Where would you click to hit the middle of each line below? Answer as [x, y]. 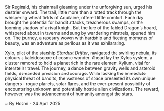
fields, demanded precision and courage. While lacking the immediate [75, 73]
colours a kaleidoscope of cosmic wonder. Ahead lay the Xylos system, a [79, 58]
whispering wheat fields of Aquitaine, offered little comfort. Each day [74, 17]
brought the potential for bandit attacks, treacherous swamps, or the [74, 22]
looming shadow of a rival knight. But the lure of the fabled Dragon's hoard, [81, 28]
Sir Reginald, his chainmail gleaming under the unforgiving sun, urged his [79, 7]
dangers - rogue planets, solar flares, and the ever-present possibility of [78, 84]
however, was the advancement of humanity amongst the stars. [69, 94]
